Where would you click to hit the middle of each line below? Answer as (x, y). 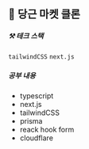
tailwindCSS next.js (41, 57)
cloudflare (37, 138)
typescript (37, 96)
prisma (31, 121)
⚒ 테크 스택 (26, 36)
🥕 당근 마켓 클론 (44, 14)
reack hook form (47, 130)
